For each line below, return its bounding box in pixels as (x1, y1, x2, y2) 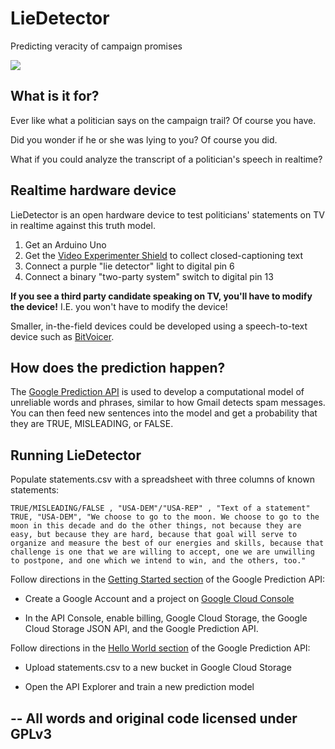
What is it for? (10, 88, 100, 105)
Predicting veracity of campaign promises (10, 40, 183, 52)
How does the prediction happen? (10, 359, 226, 376)
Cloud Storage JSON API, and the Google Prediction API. (24, 623, 259, 635)
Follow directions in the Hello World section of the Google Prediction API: (10, 642, 311, 654)
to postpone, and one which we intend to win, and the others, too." (10, 556, 307, 566)
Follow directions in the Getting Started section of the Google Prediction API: (10, 573, 326, 586)
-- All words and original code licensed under (10, 710, 298, 727)
